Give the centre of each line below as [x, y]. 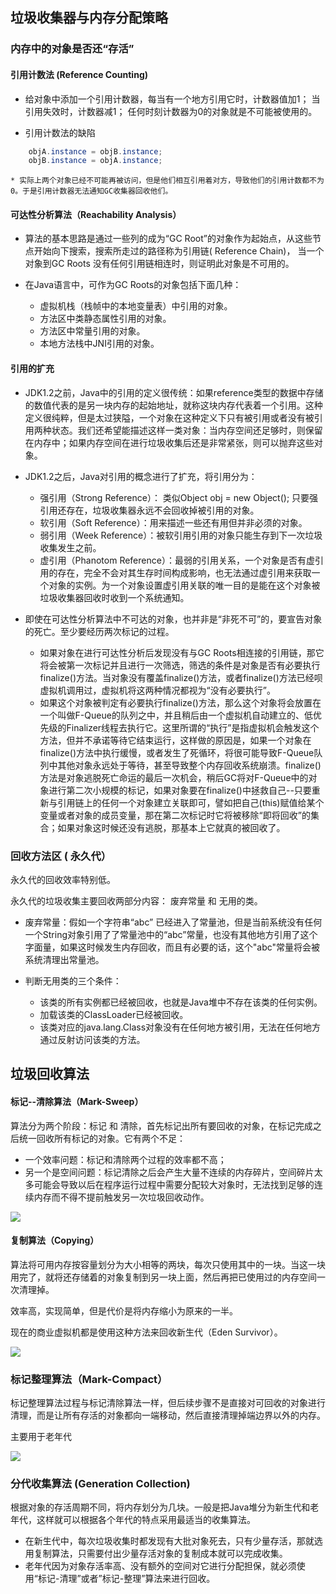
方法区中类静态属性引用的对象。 [105, 319]
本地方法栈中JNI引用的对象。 [99, 344]
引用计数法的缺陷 [60, 132]
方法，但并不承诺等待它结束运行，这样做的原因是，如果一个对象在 [175, 740]
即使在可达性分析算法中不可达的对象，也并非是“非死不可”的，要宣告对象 [173, 619]
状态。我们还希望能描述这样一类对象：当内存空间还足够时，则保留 [187, 430]
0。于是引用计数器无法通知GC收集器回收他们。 [91, 191]
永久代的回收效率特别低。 [63, 879]
